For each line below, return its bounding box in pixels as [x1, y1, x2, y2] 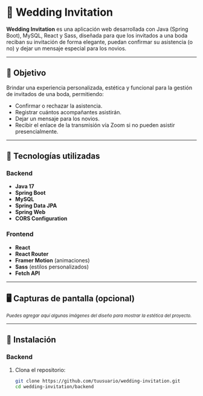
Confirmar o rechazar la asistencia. [14, 102, 103, 109]
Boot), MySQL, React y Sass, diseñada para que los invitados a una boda [6, 31, 188, 39]
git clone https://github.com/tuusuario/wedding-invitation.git [14, 378, 181, 385]
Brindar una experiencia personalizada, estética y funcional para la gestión [6, 84, 193, 91]
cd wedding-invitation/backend [14, 384, 94, 390]
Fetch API [14, 269, 40, 277]
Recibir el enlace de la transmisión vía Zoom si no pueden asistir [14, 121, 175, 129]
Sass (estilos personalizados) [14, 263, 89, 270]
